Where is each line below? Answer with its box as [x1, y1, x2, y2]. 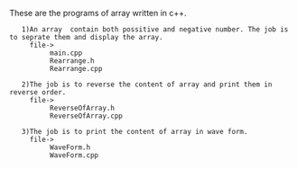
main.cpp [49, 49, 83, 58]
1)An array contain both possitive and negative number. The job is [21, 25, 289, 34]
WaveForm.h [49, 143, 91, 152]
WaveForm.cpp [49, 151, 99, 160]
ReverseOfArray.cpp [49, 111, 124, 120]
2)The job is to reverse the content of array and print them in [21, 80, 273, 89]
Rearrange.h [49, 57, 95, 66]
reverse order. [9, 88, 67, 97]
